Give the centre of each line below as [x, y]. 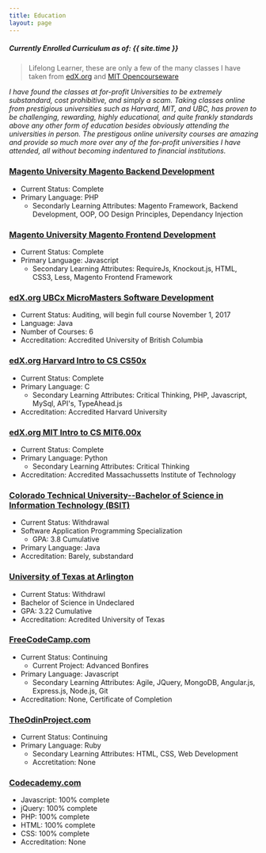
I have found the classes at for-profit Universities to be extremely [116, 92]
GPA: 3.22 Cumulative [56, 610]
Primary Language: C [55, 386]
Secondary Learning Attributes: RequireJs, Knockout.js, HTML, [135, 269]
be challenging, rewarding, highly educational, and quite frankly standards [131, 117]
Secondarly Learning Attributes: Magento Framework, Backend [135, 205]
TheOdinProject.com [50, 720]
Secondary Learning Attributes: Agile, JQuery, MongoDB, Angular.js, [144, 682]
